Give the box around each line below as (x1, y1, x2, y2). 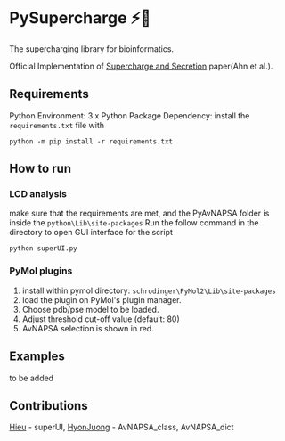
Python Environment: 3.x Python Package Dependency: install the (9, 110, 250, 121)
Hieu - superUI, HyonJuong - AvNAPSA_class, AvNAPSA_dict (9, 421, 234, 433)
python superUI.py (9, 244, 77, 253)
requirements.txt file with (9, 119, 105, 130)
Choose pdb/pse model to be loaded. (21, 304, 159, 314)
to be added (9, 372, 54, 383)
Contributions (9, 398, 88, 413)
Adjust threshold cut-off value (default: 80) (21, 314, 180, 324)
